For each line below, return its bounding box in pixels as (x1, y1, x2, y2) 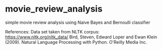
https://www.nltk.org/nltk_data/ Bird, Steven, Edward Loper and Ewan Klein (5, 34, 158, 40)
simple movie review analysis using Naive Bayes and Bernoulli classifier (5, 19, 150, 25)
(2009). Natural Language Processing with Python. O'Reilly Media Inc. (5, 39, 147, 45)
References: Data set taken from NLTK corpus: (5, 29, 100, 34)
